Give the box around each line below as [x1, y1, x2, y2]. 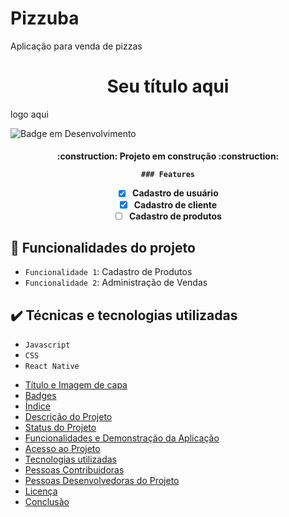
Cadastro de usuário [132, 187, 219, 199]
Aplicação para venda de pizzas [10, 40, 143, 52]
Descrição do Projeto [24, 411, 113, 423]
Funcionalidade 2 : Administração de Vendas [24, 277, 208, 289]
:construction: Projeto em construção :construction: [56, 150, 280, 162]
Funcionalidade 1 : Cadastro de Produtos [24, 266, 193, 278]
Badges [24, 390, 57, 402]
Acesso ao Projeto [24, 443, 101, 455]
